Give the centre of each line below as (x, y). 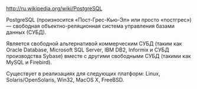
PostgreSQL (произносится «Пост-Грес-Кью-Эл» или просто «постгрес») (99, 20)
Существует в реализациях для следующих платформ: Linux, (83, 73)
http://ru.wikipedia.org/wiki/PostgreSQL (54, 8)
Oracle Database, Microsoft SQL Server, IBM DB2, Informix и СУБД (88, 50)
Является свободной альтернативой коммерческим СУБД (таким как (94, 44)
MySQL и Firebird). (29, 62)
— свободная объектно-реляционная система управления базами (91, 26)
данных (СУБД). (26, 32)
